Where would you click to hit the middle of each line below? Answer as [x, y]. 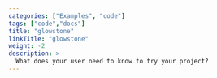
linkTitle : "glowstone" [49, 39]
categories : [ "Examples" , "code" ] [67, 16]
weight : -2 [27, 46]
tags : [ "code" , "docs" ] [47, 24]
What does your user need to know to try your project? [112, 62]
